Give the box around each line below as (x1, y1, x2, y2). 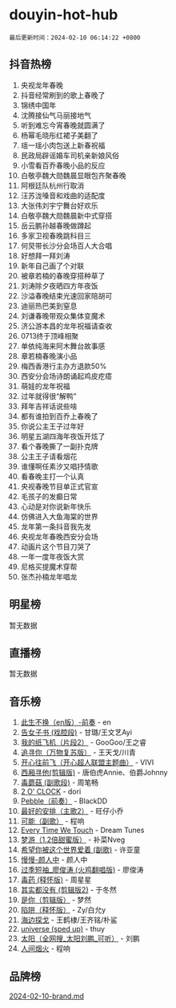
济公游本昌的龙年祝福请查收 (20, 321, 113, 331)
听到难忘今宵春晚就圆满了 (20, 120, 106, 130)
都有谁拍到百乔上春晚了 (20, 411, 98, 421)
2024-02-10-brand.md (9, 991, 85, 1001)
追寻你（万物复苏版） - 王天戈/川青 (20, 748, 137, 758)
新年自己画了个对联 (20, 261, 85, 270)
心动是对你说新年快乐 (20, 502, 91, 511)
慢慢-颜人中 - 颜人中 (20, 855, 88, 864)
